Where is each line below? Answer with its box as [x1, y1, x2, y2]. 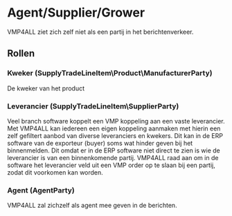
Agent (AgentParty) [7, 185, 75, 195]
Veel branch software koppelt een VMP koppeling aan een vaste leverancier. [7, 117, 225, 125]
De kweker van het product [7, 84, 85, 92]
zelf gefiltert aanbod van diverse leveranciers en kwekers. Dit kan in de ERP [7, 131, 224, 139]
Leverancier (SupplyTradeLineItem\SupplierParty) [7, 101, 179, 111]
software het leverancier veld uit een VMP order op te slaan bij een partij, [7, 161, 216, 169]
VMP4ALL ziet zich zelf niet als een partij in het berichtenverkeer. [7, 28, 194, 36]
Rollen [7, 48, 35, 59]
